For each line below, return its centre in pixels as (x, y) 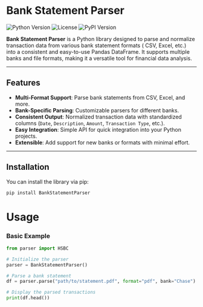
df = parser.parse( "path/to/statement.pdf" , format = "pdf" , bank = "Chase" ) (101, 282)
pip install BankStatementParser (48, 193)
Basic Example (28, 236)
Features (23, 83)
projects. (26, 136)
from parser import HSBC (37, 248)
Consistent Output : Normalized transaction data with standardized (98, 117)
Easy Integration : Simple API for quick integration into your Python (98, 129)
